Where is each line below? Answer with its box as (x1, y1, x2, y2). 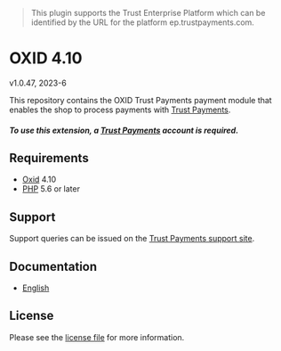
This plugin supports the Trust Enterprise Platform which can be (30, 8, 266, 18)
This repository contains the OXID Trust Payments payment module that (9, 94, 273, 105)
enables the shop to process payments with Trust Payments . (9, 104, 231, 115)
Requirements (9, 151, 89, 166)
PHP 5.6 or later (21, 184, 80, 194)
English (21, 282, 50, 293)
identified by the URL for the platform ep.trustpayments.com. (30, 17, 255, 28)
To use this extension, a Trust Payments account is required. (9, 125, 239, 135)
